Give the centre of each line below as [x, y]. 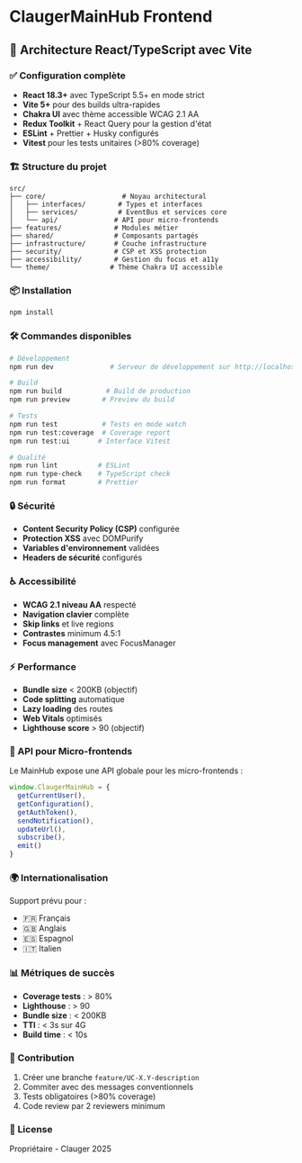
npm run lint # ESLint [70, 465]
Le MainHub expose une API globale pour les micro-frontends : [126, 771]
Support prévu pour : [48, 901]
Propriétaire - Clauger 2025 [61, 1149]
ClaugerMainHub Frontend [111, 17]
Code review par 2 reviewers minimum [94, 1105]
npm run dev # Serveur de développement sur [120, 366]
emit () [30, 846]
